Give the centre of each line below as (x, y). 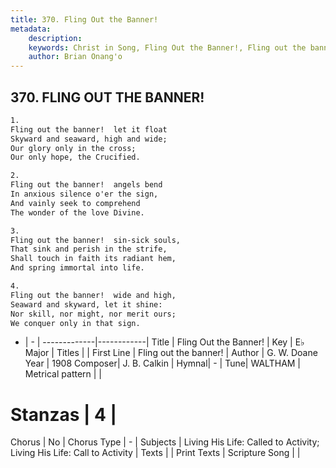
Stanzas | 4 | (64, 414)
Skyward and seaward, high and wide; (89, 139)
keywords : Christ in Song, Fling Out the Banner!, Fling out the (167, 47)
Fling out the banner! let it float (89, 129)
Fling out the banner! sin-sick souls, (96, 240)
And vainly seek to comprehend (75, 203)
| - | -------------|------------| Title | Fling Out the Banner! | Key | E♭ (164, 342)
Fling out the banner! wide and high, (93, 295)
